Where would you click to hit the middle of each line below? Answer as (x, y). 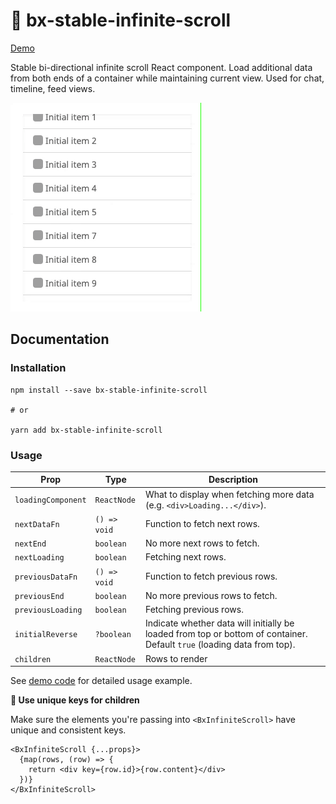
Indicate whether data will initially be (219, 623)
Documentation (60, 339)
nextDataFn (37, 525)
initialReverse (46, 635)
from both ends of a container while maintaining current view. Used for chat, (167, 78)
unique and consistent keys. (68, 730)
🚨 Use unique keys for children (75, 700)
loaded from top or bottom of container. (226, 634)
